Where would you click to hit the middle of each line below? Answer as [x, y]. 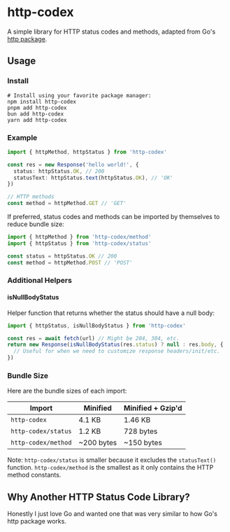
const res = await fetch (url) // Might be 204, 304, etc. [93, 338]
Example [22, 137]
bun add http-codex [36, 114]
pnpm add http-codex [37, 108]
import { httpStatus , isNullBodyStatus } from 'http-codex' [97, 325]
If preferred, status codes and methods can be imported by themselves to [114, 217]
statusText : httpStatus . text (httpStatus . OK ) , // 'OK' [93, 178]
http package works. [37, 521]
